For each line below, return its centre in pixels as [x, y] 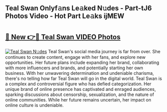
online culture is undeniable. [34, 105]
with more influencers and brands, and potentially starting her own [74, 68]
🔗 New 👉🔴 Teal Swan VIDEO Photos [63, 37]
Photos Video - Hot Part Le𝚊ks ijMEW [65, 16]
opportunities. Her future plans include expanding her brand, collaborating [82, 63]
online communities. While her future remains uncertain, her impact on [78, 100]
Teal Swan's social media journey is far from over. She [104, 51]
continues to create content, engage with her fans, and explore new [75, 57]
